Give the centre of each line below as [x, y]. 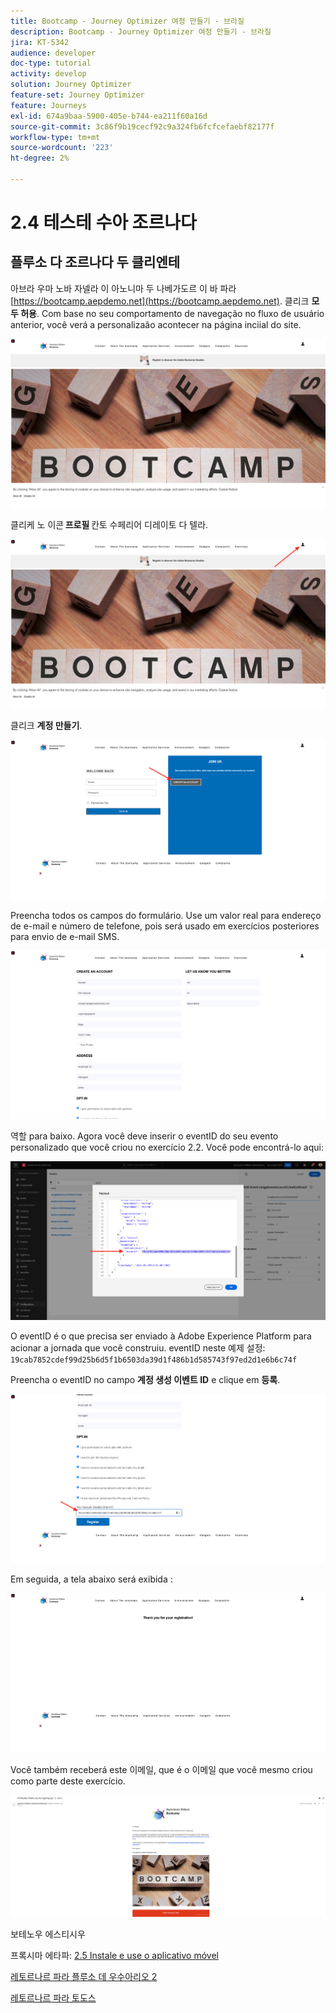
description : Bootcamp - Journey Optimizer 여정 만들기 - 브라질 [141, 31]
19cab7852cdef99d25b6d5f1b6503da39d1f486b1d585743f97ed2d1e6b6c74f [154, 1360]
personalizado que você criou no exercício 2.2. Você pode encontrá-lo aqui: [167, 1147]
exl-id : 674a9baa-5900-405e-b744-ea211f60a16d [109, 116]
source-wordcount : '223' [62, 148]
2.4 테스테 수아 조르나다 [103, 222]
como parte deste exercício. [68, 1781]
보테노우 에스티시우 [48, 1934]
